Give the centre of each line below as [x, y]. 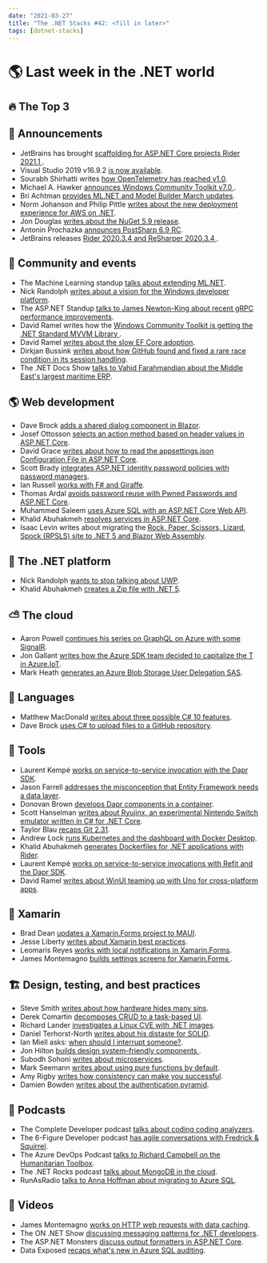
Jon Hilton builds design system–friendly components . [110, 1051]
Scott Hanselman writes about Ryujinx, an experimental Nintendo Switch [139, 812]
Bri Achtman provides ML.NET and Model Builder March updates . [128, 195]
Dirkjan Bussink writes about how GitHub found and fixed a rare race [133, 351]
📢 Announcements [56, 134]
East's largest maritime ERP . [66, 376]
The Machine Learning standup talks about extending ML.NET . [123, 283]
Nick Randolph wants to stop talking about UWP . [100, 580]
